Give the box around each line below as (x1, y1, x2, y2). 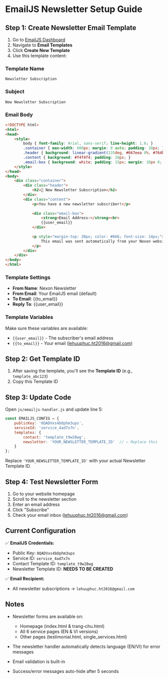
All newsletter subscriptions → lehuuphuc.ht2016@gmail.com (12, 585, 135, 591)
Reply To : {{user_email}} (12, 301, 63, 307)
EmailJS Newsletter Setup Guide (5, 4, 142, 15)
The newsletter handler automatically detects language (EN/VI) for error (12, 643, 161, 649)
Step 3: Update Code (5, 393, 71, 402)
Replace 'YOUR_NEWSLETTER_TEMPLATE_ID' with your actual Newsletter (5, 458, 146, 464)
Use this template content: (12, 53, 67, 59)
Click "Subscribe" (12, 507, 49, 513)
